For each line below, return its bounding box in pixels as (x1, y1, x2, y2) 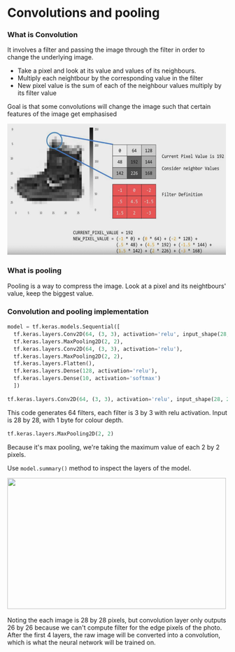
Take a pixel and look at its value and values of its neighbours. (17, 66, 197, 75)
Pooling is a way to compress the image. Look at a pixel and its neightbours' (7, 282, 227, 290)
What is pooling (7, 266, 62, 275)
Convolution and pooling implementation (7, 306, 149, 316)
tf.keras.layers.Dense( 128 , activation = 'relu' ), (13, 368, 158, 375)
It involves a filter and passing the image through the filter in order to (7, 45, 205, 54)
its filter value (17, 89, 57, 97)
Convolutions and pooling (7, 5, 160, 21)
